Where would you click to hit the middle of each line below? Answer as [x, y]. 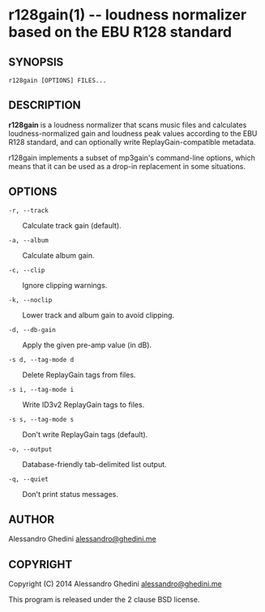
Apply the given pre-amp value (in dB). [87, 345]
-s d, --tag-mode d [41, 359]
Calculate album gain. [58, 255]
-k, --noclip [30, 300]
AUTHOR [32, 520]
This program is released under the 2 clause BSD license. [104, 600]
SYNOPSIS [36, 62]
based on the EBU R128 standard [120, 32]
